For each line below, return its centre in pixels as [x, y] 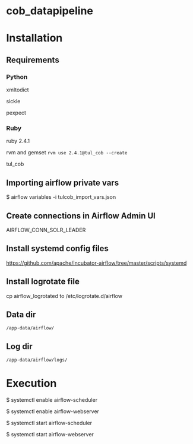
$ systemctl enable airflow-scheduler [52, 400]
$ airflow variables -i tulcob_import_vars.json [61, 197]
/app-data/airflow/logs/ [37, 360]
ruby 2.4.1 [18, 141]
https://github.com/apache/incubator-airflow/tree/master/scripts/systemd [96, 263]
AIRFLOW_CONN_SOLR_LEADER [46, 230]
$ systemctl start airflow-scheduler [49, 423]
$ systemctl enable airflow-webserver [53, 411]
